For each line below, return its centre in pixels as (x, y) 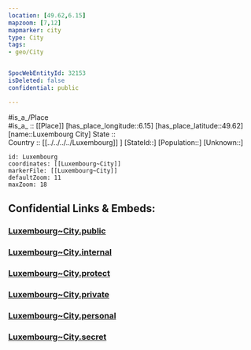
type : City (26, 37)
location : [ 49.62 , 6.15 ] (47, 15)
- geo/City (26, 52)
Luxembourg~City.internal (60, 251)
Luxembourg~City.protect (59, 273)
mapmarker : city (35, 30)
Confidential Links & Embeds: (82, 209)
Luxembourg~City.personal (62, 315)
